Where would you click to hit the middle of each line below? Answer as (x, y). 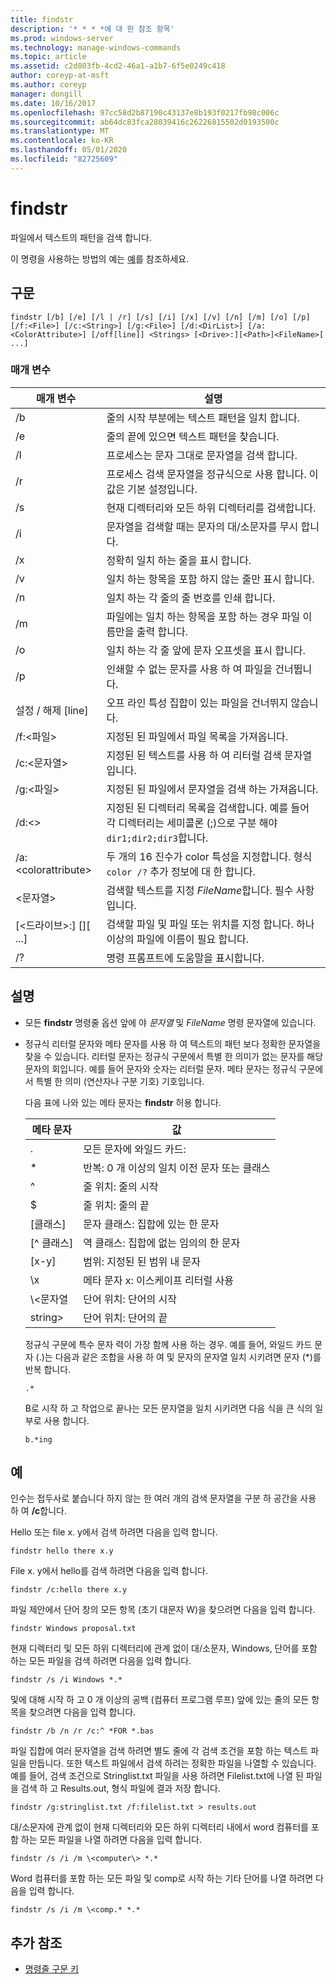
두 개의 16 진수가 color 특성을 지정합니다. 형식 (209, 856)
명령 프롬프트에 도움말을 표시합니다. (185, 958)
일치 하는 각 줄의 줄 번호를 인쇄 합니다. (191, 598)
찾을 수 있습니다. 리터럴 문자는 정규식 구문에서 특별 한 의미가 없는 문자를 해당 (174, 1056)
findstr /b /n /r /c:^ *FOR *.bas (82, 1731)
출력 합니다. (162, 631)
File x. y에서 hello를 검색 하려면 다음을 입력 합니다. (109, 1571)
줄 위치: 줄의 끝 (116, 1205)
